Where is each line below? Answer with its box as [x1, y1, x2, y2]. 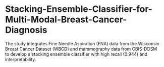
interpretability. [5, 56, 36, 62]
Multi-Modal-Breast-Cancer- [5, 14, 127, 25]
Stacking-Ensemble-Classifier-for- [5, 3, 153, 15]
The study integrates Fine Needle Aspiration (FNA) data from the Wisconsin [5, 40, 160, 46]
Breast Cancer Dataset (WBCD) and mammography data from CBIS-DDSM [5, 46, 157, 52]
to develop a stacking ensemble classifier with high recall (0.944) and [5, 51, 148, 57]
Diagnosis [5, 25, 48, 35]
